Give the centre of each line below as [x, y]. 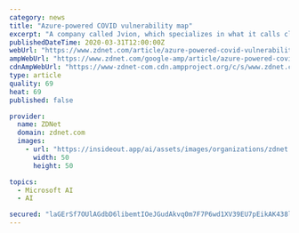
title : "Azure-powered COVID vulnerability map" [101, 26]
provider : [28, 116]
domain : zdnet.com [52, 133]
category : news [37, 17]
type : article [36, 76]
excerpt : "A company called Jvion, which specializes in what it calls [145, 34]
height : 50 [53, 165]
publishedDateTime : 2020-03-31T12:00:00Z [87, 42]
